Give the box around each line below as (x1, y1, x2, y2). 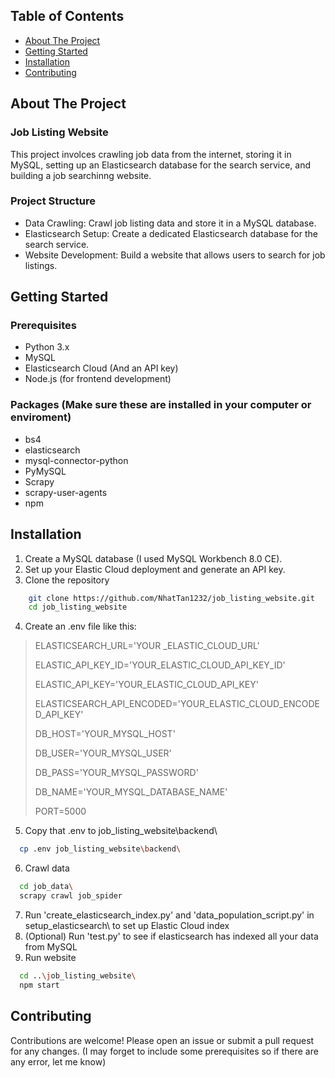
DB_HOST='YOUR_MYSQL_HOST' (34, 728, 176, 740)
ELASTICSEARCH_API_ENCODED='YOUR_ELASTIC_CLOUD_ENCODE (34, 698, 320, 710)
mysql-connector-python (24, 454, 129, 466)
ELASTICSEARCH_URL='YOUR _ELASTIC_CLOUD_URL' (34, 640, 260, 652)
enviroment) (10, 410, 72, 424)
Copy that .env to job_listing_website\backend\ (24, 825, 218, 837)
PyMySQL (24, 465, 67, 477)
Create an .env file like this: (24, 620, 137, 633)
